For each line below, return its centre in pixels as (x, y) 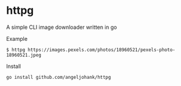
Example (17, 38)
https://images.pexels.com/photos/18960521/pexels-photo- (102, 50)
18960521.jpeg (24, 55)
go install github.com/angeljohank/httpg (59, 77)
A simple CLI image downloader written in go (62, 27)
